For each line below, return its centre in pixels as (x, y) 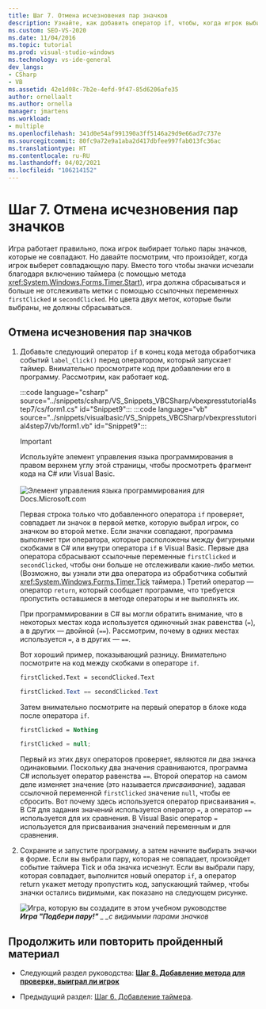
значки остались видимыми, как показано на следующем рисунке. (133, 892)
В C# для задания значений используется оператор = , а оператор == (135, 810)
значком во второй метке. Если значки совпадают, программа (126, 531)
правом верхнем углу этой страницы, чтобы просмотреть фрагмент (135, 465)
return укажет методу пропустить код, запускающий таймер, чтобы (134, 884)
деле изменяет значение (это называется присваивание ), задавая (132, 785)
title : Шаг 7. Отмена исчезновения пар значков (88, 15)
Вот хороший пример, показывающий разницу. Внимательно (123, 654)
